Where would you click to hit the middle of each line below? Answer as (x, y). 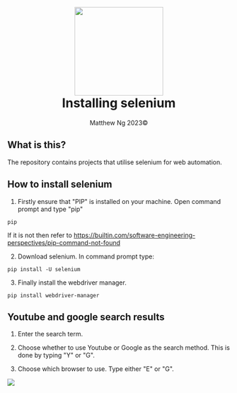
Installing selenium (119, 103)
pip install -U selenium (44, 269)
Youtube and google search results (86, 317)
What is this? (37, 145)
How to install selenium (60, 184)
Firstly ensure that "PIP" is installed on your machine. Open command (119, 201)
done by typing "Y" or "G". (56, 355)
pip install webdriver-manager (53, 295)
